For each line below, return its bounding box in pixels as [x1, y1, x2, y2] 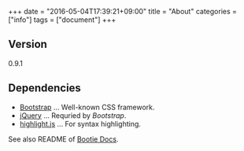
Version [8, 38, 47, 51]
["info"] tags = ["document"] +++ [8, 15, 116, 24]
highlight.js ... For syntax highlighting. [19, 119, 142, 128]
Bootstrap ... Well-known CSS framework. [19, 102, 155, 112]
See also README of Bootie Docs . [8, 134, 119, 144]
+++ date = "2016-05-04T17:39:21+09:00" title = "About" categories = [8, 7, 238, 16]
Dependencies [8, 82, 81, 95]
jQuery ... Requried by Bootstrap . [19, 110, 127, 120]
